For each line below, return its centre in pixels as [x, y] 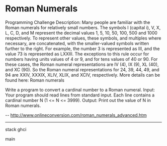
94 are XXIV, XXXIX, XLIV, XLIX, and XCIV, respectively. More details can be [83, 75]
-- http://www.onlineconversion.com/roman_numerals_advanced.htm [76, 115]
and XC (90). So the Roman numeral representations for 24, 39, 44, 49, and [82, 69]
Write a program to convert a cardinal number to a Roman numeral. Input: [80, 90]
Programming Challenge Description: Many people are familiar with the [78, 22]
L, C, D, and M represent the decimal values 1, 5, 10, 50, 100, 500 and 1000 [81, 33]
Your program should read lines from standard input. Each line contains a [80, 95]
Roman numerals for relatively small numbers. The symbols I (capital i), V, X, [83, 27]
